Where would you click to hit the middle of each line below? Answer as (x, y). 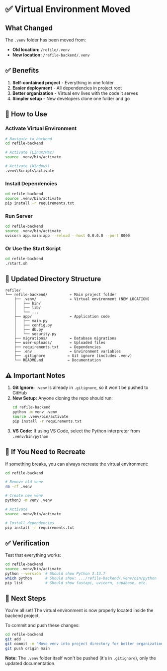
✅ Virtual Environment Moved (68, 9)
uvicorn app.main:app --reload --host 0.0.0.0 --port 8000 (68, 236)
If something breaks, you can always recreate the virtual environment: (77, 464)
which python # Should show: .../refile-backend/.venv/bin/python (81, 578)
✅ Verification (27, 543)
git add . (15, 639)
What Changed (29, 28)
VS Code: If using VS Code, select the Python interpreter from (76, 431)
